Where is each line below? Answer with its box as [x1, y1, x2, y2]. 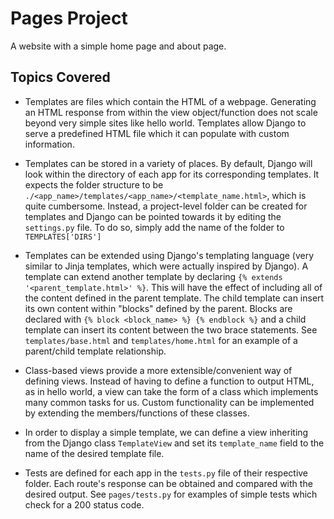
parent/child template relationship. [24, 345, 167, 357]
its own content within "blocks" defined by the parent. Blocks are [24, 302, 293, 314]
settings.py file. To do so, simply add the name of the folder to [24, 221, 285, 233]
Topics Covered [10, 69, 111, 86]
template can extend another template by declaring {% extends [24, 270, 283, 282]
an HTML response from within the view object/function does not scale [24, 106, 318, 118]
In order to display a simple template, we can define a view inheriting [24, 426, 309, 438]
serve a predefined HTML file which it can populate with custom [24, 127, 290, 139]
